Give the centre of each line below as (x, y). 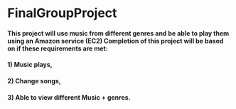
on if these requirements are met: (58, 48)
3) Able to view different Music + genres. (69, 97)
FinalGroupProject (62, 13)
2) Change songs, (34, 81)
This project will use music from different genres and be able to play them (118, 33)
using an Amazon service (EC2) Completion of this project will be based (116, 41)
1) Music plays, (30, 65)
